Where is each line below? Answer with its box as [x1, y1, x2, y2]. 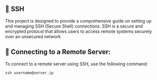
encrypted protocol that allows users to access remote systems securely [5, 28, 152, 34]
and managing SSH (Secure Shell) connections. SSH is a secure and [5, 23, 143, 29]
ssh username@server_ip [5, 70, 54, 75]
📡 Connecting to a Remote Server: [5, 48, 111, 56]
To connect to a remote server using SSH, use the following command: [5, 61, 148, 67]
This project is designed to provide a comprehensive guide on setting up [5, 18, 152, 24]
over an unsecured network [5, 33, 61, 39]
